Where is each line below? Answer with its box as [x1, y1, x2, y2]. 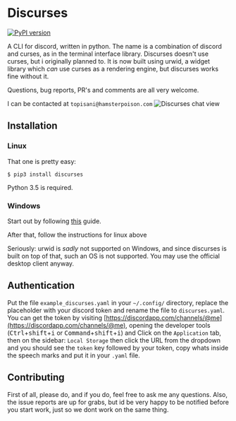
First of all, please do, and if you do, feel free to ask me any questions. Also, [7, 390, 228, 398]
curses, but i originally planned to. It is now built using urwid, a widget [7, 57, 210, 65]
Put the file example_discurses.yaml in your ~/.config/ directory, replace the [7, 298, 229, 307]
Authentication [7, 280, 75, 292]
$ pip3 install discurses [7, 171, 83, 178]
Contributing [7, 372, 65, 384]
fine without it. [7, 72, 49, 81]
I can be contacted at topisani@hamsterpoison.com [7, 99, 153, 107]
